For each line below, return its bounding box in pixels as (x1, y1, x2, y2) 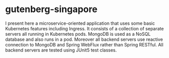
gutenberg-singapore (5, 4, 97, 15)
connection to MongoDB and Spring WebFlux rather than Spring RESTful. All (5, 41, 164, 47)
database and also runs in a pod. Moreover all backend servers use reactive (5, 36, 163, 42)
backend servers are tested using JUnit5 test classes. (5, 47, 117, 53)
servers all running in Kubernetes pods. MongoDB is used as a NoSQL (5, 31, 151, 37)
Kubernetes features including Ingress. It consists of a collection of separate (5, 25, 164, 31)
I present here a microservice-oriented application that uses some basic (5, 20, 155, 26)
